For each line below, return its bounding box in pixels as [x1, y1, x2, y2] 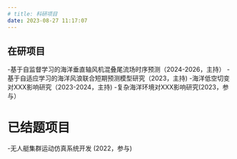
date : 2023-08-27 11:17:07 [7, 17, 88, 24]
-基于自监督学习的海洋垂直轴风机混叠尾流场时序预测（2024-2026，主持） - [7, 65, 231, 74]
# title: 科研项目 [7, 10, 58, 18]
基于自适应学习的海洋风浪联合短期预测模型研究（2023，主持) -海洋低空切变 [7, 74, 231, 82]
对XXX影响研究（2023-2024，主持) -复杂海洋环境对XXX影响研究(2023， [7, 83, 223, 92]
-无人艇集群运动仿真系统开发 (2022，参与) [7, 144, 133, 153]
